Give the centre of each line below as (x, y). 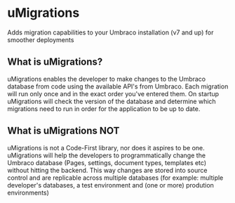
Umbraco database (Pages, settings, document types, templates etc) (107, 162)
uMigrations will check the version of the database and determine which (112, 101)
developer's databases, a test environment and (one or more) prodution (110, 185)
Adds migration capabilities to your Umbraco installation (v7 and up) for (110, 32)
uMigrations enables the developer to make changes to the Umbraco (107, 79)
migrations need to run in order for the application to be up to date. (104, 109)
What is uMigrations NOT (63, 131)
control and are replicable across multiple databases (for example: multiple (115, 178)
